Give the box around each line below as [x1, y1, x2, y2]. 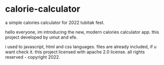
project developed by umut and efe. [5, 34, 78, 40]
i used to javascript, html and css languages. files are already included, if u [5, 43, 157, 49]
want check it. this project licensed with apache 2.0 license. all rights [5, 49, 145, 55]
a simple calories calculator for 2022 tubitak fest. [5, 20, 105, 25]
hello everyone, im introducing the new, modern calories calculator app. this [5, 29, 159, 35]
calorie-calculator [5, 3, 80, 15]
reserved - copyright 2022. [5, 54, 61, 60]
